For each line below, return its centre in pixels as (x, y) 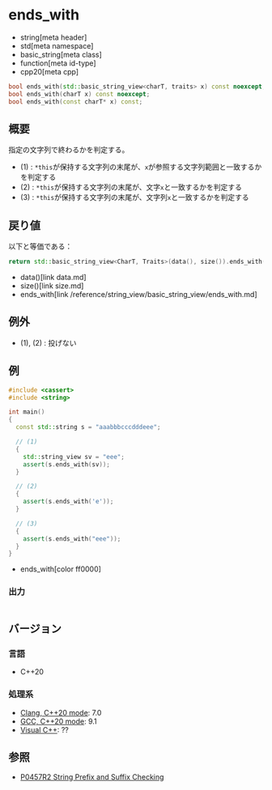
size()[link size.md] (52, 286)
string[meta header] (53, 37)
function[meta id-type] (58, 63)
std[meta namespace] (57, 45)
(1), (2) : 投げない (48, 342)
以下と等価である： (40, 246)
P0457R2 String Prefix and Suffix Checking (92, 777)
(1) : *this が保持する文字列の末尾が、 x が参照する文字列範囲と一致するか (141, 167)
